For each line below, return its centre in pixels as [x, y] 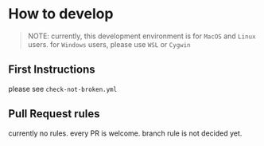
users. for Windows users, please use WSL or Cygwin [109, 44]
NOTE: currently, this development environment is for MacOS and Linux [142, 36]
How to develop [61, 14]
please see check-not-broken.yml [63, 89]
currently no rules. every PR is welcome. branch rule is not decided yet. [125, 133]
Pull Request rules [54, 114]
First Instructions [52, 70]
